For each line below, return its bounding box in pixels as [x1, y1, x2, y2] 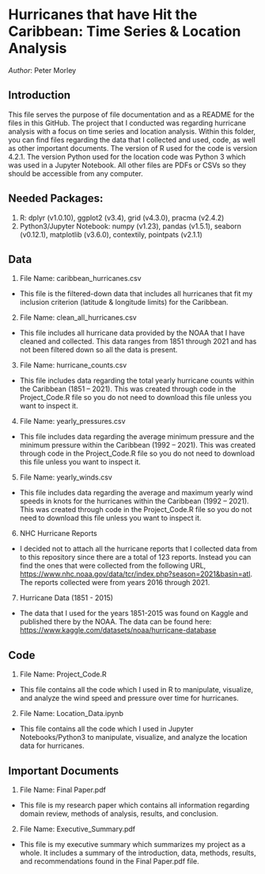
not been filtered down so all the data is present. [19, 345, 178, 355]
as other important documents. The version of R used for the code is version [8, 143, 258, 152]
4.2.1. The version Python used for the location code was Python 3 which [8, 152, 247, 161]
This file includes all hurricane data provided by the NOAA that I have [19, 328, 245, 338]
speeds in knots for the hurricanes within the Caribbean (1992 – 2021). [19, 496, 249, 506]
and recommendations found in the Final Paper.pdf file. [19, 857, 199, 866]
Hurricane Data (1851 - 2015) [19, 593, 113, 603]
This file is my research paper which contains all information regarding [19, 800, 250, 810]
